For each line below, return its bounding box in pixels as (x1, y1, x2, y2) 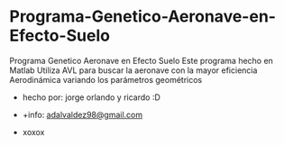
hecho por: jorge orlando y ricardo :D (22, 92, 160, 103)
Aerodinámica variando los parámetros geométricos (9, 74, 203, 85)
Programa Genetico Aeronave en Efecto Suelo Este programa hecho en (9, 55, 273, 66)
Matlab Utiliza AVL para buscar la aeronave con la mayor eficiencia (9, 65, 258, 76)
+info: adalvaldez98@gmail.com (22, 109, 142, 120)
